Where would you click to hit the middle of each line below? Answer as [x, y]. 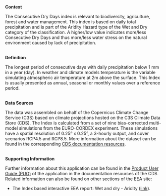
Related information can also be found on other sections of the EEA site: [79, 179]
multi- [155, 123]
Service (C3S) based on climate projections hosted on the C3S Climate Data [83, 118]
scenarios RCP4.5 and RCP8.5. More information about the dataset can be [81, 139]
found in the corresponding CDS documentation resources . [66, 144]
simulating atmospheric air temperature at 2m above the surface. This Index [83, 78]
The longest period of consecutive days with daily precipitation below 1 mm [82, 67]
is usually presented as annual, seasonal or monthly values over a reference [83, 83]
